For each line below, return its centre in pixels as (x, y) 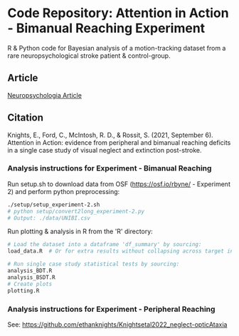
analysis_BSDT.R (31, 277)
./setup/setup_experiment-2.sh (54, 205)
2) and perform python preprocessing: (64, 191)
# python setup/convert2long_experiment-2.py (76, 211)
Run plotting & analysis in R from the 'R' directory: (80, 231)
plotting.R (23, 290)
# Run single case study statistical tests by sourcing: (94, 264)
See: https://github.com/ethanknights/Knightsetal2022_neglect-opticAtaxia (117, 324)
